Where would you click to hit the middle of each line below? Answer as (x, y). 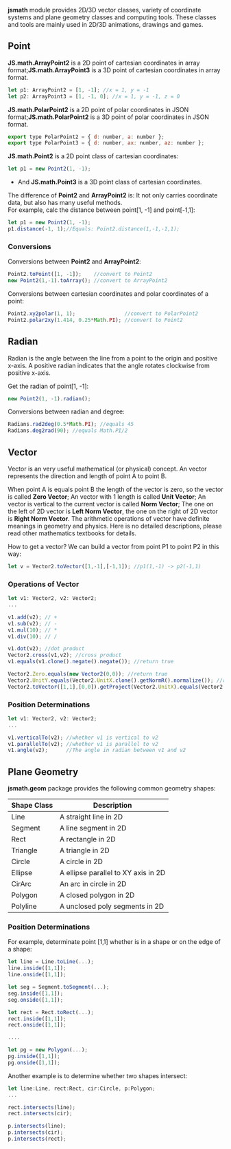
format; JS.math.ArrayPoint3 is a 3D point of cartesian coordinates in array (114, 70)
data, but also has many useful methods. (65, 203)
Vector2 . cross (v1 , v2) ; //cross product (65, 655)
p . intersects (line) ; (37, 1126)
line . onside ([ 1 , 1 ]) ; (37, 975)
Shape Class (32, 806)
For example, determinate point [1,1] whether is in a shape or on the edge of (114, 942)
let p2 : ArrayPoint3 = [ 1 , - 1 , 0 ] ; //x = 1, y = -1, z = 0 (94, 96)
